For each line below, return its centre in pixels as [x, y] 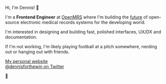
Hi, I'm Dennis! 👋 [22, 8]
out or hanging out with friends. [37, 52]
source [12, 22]
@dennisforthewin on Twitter [35, 67]
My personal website [27, 61]
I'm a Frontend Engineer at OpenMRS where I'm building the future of [76, 17]
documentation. [21, 37]
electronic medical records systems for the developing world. [83, 22]
